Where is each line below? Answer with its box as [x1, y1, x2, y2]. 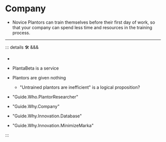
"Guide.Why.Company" [12, 103, 60, 109]
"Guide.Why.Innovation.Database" [12, 113, 83, 119]
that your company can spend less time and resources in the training [12, 24, 152, 30]
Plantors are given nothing [12, 74, 66, 80]
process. [12, 30, 31, 35]
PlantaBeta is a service [12, 65, 59, 71]
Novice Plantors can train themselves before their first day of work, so [12, 19, 156, 25]
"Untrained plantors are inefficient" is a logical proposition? [19, 84, 140, 90]
